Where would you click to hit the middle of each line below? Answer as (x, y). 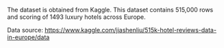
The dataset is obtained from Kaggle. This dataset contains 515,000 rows (110, 10)
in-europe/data (28, 37)
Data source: (25, 30)
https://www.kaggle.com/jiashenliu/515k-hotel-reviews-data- (130, 30)
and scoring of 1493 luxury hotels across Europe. (76, 17)
